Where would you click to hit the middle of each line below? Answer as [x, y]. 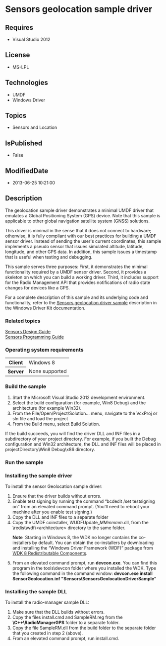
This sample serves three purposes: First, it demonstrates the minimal [76, 267]
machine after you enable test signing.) [52, 512]
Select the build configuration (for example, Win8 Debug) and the [79, 403]
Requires [19, 28]
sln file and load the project [40, 418]
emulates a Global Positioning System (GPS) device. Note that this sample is [83, 215]
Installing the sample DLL [36, 591]
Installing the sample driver [39, 475]
